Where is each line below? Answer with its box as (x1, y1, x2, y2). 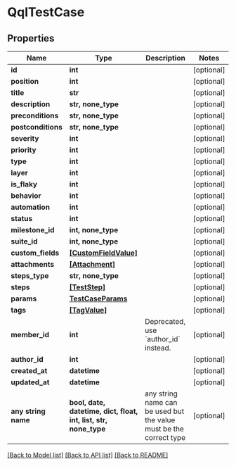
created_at (11, 366, 48, 375)
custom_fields (11, 248, 60, 258)
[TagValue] (69, 306, 107, 315)
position (11, 77, 39, 86)
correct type (145, 433, 186, 442)
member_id (11, 330, 50, 339)
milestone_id (11, 225, 55, 234)
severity (11, 134, 39, 143)
